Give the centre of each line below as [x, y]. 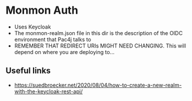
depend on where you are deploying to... [64, 52]
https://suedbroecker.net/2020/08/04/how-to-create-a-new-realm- [98, 85]
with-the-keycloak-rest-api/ [48, 91]
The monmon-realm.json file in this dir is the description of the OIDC [98, 33]
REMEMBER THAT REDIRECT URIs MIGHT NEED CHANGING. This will [100, 46]
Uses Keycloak [33, 27]
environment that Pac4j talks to [53, 39]
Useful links [28, 71]
